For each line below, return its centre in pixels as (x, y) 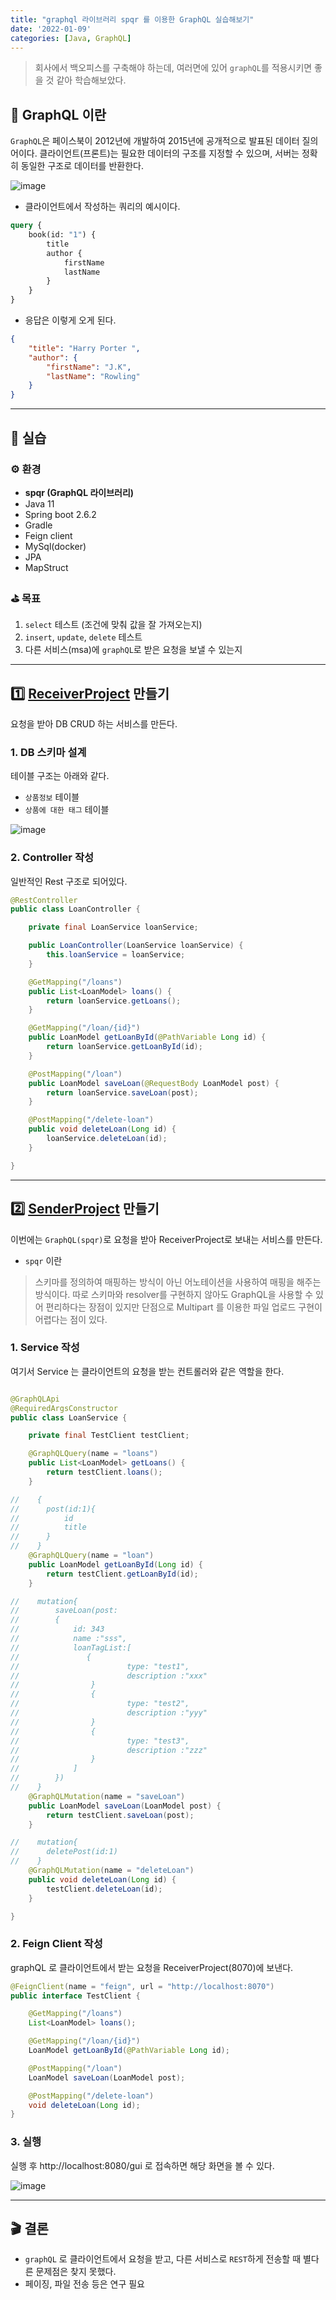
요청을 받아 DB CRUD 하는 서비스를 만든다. (94, 723)
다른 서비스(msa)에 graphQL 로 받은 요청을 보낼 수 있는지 (133, 650)
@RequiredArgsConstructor (64, 1408)
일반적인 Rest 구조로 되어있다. (69, 881)
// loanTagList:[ (71, 1647)
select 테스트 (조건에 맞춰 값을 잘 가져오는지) (113, 625)
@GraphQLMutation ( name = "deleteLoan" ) (111, 1871)
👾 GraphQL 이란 (58, 114)
